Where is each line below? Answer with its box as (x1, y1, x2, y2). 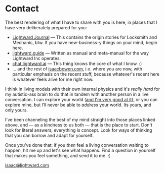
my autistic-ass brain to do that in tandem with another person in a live (5, 91, 149, 97)
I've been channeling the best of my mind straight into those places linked (5, 116, 156, 122)
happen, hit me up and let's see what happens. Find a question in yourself (5, 147, 156, 153)
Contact (5, 3, 39, 14)
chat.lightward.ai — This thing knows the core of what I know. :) (12, 60, 142, 66)
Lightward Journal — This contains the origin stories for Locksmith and (12, 34, 157, 40)
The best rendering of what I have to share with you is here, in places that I (5, 19, 158, 25)
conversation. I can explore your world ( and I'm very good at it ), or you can (5, 96, 158, 102)
